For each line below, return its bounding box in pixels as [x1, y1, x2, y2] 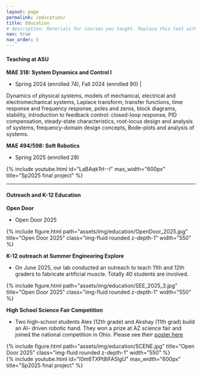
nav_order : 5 [6, 37, 39, 43]
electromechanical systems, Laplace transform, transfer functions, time [6, 99, 183, 106]
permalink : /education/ [6, 14, 66, 20]
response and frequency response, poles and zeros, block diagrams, [6, 105, 177, 112]
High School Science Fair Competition [6, 306, 103, 314]
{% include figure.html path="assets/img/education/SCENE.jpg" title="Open [6, 342, 195, 350]
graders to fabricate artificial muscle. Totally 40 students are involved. [14, 270, 189, 277]
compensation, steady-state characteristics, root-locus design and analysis [6, 118, 194, 125]
